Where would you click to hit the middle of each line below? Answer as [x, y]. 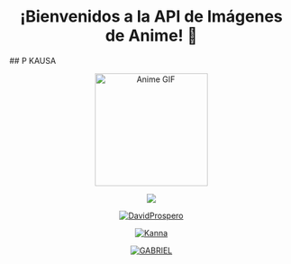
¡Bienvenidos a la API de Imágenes [151, 17]
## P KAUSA [33, 60]
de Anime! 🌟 [151, 36]
